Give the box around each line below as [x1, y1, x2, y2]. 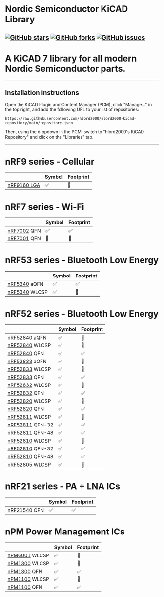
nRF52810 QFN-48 [7, 453, 54, 460]
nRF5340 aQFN [7, 281, 44, 288]
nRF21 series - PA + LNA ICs [5, 481, 121, 492]
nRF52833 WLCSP [7, 366, 51, 373]
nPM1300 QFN [7, 568, 42, 575]
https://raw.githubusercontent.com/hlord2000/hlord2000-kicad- [5, 116, 137, 121]
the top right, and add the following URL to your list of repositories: [5, 107, 139, 113]
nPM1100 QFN [7, 584, 42, 591]
